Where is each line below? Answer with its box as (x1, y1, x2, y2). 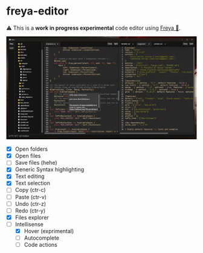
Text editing (14, 172, 45, 180)
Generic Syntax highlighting (14, 166, 85, 173)
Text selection (14, 180, 50, 187)
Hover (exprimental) (24, 227, 74, 234)
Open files (14, 153, 41, 160)
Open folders (14, 145, 48, 153)
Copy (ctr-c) (14, 186, 47, 194)
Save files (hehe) (14, 159, 57, 166)
